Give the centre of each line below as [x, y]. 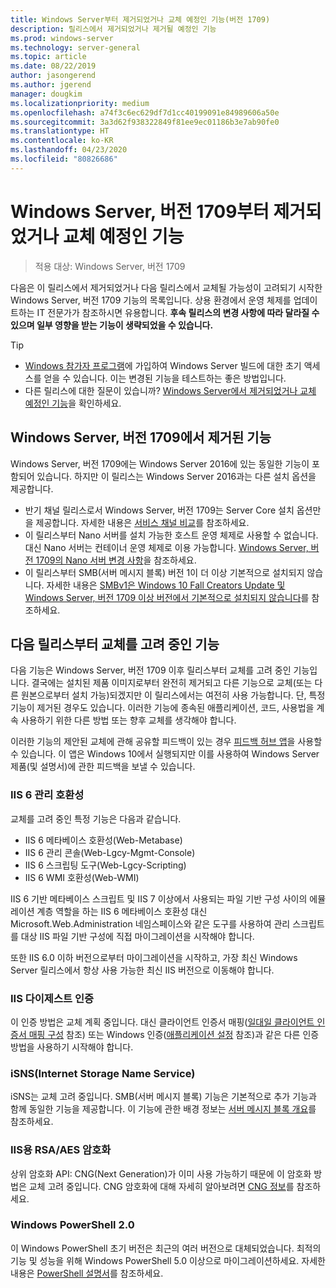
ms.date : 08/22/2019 [53, 66]
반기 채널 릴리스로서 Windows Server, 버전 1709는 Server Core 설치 [159, 510]
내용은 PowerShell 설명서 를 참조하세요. [87, 1273]
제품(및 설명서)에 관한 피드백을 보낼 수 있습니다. [103, 767]
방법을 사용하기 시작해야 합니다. [72, 1047]
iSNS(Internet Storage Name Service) [103, 1073]
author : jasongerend [53, 76]
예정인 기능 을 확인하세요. [73, 403]
